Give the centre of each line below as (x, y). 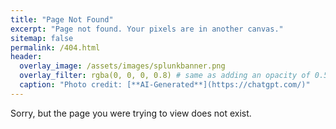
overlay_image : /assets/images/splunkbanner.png (122, 66)
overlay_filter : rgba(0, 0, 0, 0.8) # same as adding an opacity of (165, 76)
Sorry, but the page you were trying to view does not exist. (131, 113)
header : (26, 57)
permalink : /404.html (55, 47)
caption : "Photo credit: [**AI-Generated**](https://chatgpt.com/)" (165, 85)
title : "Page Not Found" (62, 19)
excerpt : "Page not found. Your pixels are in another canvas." (147, 29)
